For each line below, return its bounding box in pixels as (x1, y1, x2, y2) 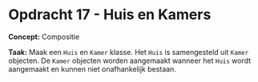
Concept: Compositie (8, 32, 80, 41)
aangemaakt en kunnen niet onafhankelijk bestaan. (8, 64, 176, 73)
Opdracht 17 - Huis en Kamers (8, 6, 212, 24)
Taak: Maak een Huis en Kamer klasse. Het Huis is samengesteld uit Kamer (8, 47, 249, 57)
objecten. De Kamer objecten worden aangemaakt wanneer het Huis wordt (8, 56, 252, 65)
